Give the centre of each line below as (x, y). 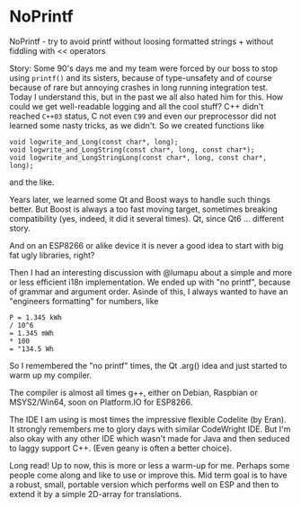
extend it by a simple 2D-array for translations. (96, 494)
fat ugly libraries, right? (52, 255)
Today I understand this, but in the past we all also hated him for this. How (146, 97)
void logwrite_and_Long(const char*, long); (94, 142)
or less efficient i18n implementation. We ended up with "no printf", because (150, 282)
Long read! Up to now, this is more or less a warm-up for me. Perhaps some (150, 465)
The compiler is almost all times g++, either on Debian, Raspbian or (133, 392)
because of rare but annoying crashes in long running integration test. (139, 87)
